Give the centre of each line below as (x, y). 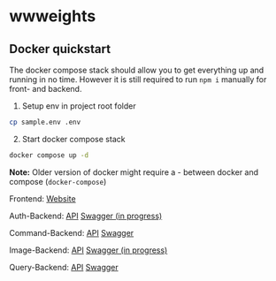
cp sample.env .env (45, 122)
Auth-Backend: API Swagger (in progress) (86, 216)
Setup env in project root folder (79, 106)
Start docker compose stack (73, 139)
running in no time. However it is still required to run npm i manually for (138, 80)
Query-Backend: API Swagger (64, 267)
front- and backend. (46, 89)
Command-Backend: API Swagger (72, 232)
